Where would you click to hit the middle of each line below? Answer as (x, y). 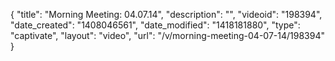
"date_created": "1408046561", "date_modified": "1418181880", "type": (155, 25)
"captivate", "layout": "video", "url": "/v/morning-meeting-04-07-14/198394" (167, 35)
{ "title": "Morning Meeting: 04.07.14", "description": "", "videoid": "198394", (166, 14)
